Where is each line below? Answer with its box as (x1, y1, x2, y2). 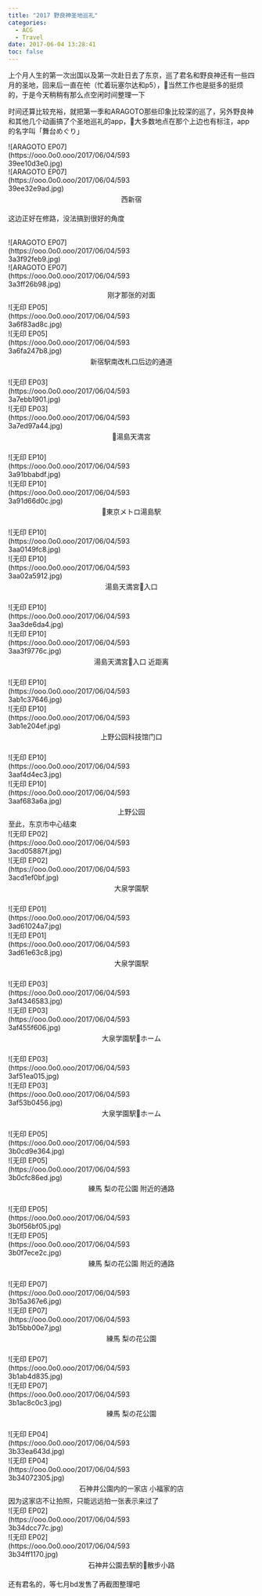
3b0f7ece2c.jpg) (8, 1248, 62, 1257)
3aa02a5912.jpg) (8, 571, 63, 581)
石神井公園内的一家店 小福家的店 (79, 1484, 184, 1493)
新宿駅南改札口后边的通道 (90, 357, 173, 366)
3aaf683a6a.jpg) (8, 796, 63, 805)
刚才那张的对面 (107, 290, 156, 299)
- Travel (15, 33, 44, 42)
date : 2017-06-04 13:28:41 (8, 41, 96, 49)
